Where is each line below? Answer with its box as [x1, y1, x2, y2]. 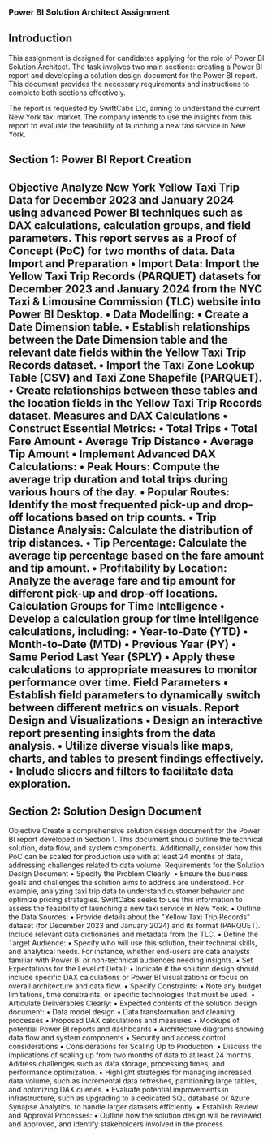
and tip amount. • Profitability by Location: [8, 561, 227, 575]
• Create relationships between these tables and [8, 383, 258, 397]
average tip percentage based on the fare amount [8, 548, 264, 562]
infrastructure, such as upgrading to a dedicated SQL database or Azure [8, 1093, 250, 1103]
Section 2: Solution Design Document [8, 804, 202, 818]
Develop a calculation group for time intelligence [8, 612, 260, 625]
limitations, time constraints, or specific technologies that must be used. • [8, 990, 256, 1000]
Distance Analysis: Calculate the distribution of [8, 523, 253, 537]
